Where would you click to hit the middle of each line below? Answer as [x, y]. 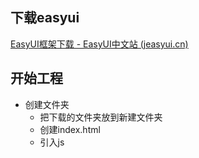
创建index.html [70, 129]
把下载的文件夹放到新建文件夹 [101, 117]
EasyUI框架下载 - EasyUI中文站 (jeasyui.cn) [99, 44]
